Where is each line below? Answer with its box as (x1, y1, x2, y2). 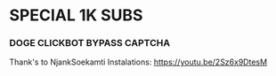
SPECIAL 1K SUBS (9, 5, 143, 26)
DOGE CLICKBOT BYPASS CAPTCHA (9, 37, 171, 49)
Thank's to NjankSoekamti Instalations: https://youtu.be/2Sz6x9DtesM (9, 57, 268, 67)
